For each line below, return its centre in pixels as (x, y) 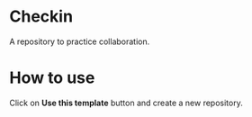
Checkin (41, 17)
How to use (52, 78)
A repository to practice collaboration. (80, 41)
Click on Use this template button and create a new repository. (126, 103)
